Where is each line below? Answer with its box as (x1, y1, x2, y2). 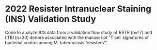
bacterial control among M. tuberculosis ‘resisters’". (5, 39, 108, 45)
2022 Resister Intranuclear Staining (5, 3, 152, 14)
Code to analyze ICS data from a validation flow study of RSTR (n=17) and (5, 29, 153, 35)
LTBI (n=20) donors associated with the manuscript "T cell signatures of (5, 35, 149, 40)
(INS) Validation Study (5, 13, 96, 25)
